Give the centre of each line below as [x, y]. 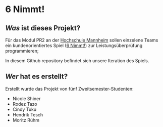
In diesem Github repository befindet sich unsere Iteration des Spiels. [77, 61]
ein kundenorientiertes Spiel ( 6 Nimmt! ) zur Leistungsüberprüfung [74, 46]
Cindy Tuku [24, 109]
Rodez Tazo [25, 104]
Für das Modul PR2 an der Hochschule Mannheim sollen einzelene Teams [82, 40]
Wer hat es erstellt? [37, 77]
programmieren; [22, 51]
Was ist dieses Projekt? [43, 28]
